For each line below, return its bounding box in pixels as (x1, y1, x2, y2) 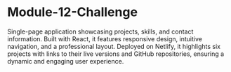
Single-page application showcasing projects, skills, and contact (7, 27, 194, 36)
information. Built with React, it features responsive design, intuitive (7, 34, 202, 43)
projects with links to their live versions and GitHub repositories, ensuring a (7, 50, 225, 58)
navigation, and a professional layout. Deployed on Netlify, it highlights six (7, 42, 221, 50)
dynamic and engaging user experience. (7, 57, 124, 65)
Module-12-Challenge (7, 4, 138, 20)
